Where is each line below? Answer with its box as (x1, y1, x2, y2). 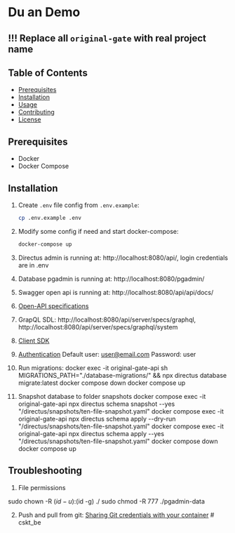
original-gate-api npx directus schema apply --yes (18, 429, 164, 437)
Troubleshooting (8, 465, 83, 477)
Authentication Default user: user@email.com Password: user (18, 350, 196, 358)
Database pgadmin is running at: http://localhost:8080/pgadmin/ (18, 275, 205, 283)
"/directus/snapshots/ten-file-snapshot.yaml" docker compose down (18, 437, 218, 445)
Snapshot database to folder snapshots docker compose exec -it (18, 392, 206, 400)
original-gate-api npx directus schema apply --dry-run (18, 414, 176, 423)
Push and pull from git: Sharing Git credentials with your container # (18, 511, 215, 519)
